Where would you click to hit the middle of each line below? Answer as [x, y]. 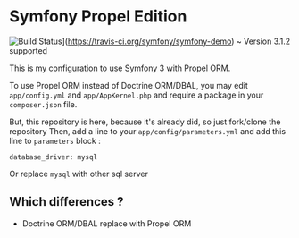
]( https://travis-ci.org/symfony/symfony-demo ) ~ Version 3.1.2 [176, 41]
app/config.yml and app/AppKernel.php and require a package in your [137, 95]
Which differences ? [66, 202]
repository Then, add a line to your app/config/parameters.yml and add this [148, 131]
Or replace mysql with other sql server [79, 174]
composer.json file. [43, 104]
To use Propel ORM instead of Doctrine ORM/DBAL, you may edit [129, 85]
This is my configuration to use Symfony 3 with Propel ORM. [120, 68]
